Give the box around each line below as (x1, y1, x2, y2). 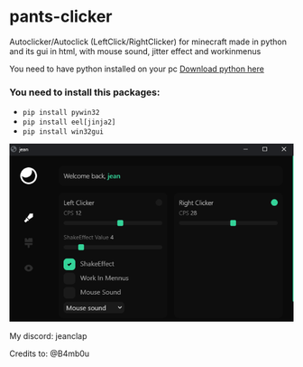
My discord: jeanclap (9, 331, 87, 342)
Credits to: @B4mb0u (9, 348, 90, 359)
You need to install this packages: (9, 86, 161, 99)
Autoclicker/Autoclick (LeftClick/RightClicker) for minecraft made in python (9, 36, 287, 47)
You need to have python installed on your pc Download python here (9, 63, 264, 74)
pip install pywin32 (22, 108, 100, 118)
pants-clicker (9, 6, 113, 27)
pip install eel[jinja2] (22, 118, 116, 127)
